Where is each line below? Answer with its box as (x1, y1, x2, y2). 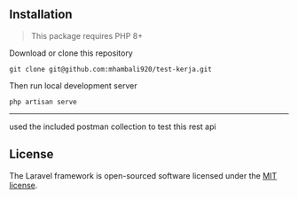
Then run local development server (9, 80, 137, 91)
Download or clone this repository (9, 48, 133, 58)
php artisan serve (9, 97, 77, 106)
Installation (9, 7, 73, 22)
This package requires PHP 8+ (30, 30, 144, 41)
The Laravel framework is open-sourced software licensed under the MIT (9, 170, 278, 180)
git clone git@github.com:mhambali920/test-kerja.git (9, 65, 213, 73)
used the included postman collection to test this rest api (9, 121, 216, 132)
